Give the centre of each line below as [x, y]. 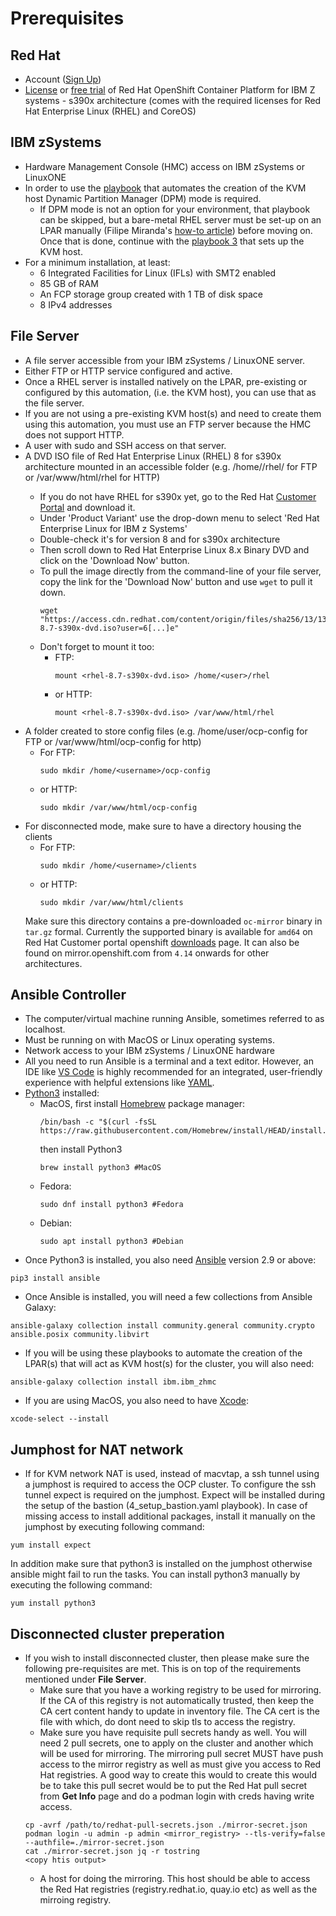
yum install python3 [53, 1603]
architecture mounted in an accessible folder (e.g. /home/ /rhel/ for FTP [171, 466]
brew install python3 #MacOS [100, 1168]
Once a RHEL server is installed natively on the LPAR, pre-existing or [166, 381]
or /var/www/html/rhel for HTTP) [92, 477]
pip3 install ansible [55, 1278]
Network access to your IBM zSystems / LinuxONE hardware [150, 1051]
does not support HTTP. [74, 434]
